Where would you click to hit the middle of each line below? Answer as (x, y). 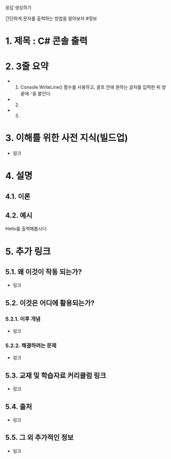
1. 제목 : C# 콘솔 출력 (47, 41)
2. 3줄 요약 (27, 66)
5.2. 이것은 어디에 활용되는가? (50, 303)
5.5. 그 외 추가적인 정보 (39, 438)
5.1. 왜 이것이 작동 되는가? (44, 272)
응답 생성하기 (18, 7)
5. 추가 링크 (28, 251)
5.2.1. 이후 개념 (23, 319)
